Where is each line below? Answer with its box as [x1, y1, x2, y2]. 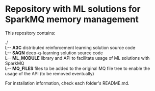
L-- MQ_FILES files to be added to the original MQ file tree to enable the [5, 65, 151, 71]
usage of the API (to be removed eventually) [5, 70, 94, 76]
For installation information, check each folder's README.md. [5, 80, 129, 86]
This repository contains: [5, 30, 55, 36]
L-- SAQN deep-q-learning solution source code [5, 50, 103, 56]
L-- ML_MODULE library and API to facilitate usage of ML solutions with [5, 55, 150, 61]
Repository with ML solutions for [5, 3, 141, 15]
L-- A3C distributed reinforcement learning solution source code [5, 45, 136, 50]
